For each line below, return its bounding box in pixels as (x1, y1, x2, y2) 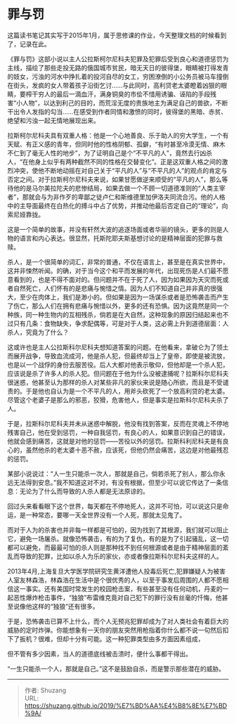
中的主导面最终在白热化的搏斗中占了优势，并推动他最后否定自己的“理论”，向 (7, 201, 228, 209)
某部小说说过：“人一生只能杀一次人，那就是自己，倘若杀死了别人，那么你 (7, 469, 220, 478)
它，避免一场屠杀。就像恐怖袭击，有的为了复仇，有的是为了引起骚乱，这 (7, 534, 216, 543)
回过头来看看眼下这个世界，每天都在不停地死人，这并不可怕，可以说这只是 (7, 502, 223, 510)
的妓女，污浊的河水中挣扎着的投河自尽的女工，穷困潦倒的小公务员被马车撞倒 (7, 72, 229, 81)
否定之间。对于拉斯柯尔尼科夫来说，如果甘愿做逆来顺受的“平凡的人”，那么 (7, 175, 223, 183)
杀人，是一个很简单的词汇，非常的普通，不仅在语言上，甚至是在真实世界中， (7, 257, 229, 266)
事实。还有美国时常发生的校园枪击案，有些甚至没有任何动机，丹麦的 (25, 584, 223, 593)
